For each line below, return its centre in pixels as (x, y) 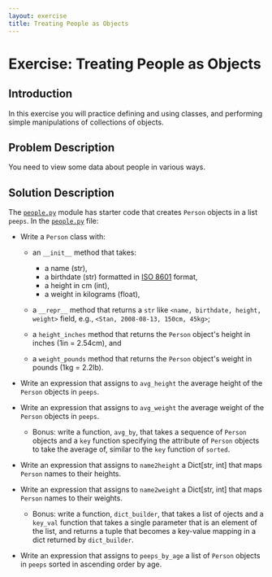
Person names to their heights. (71, 474)
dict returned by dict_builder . (83, 540)
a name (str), (66, 269)
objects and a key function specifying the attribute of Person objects (146, 441)
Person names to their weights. (71, 498)
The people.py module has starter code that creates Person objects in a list (133, 212)
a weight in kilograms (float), (92, 295)
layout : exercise (38, 16)
